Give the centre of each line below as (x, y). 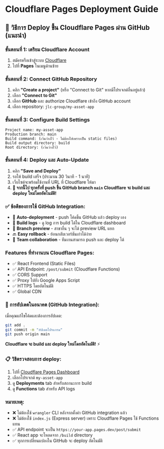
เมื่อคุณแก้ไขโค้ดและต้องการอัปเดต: (34, 315)
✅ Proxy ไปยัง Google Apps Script (46, 280)
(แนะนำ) (16, 35)
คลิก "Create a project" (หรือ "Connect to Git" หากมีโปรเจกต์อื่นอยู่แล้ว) (79, 90)
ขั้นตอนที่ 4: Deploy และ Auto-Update (47, 160)
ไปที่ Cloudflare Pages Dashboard (46, 372)
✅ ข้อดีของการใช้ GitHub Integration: (45, 206)
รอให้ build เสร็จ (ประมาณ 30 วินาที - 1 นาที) (51, 176)
